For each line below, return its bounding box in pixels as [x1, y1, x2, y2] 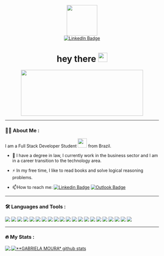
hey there [57, 53, 97, 65]
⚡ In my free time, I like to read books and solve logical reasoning [12, 167, 143, 173]
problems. [12, 175, 33, 181]
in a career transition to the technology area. [12, 158, 102, 163]
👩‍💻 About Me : [5, 127, 40, 134]
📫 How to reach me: [12, 185, 53, 190]
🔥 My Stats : [5, 233, 35, 240]
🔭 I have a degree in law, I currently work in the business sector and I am [12, 153, 158, 159]
